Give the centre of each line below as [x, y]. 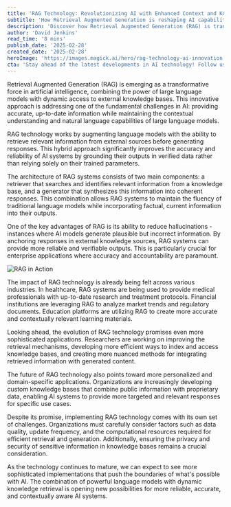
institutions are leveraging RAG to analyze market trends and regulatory [108, 304]
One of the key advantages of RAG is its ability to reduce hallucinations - [110, 226]
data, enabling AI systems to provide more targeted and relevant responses [114, 396]
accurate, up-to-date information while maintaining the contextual [100, 113]
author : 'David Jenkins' [43, 33]
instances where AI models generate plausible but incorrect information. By [114, 234]
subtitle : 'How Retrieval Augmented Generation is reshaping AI [101, 20]
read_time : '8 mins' [37, 39]
